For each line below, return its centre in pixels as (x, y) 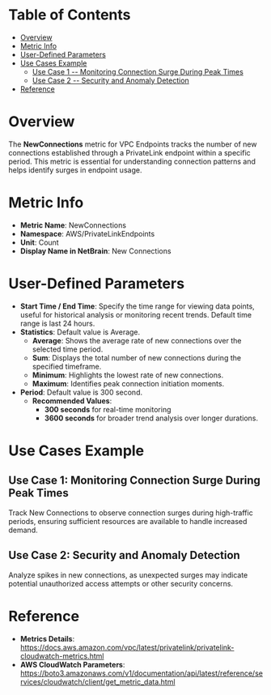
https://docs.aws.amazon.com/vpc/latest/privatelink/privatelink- (127, 647)
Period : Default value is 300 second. (81, 392)
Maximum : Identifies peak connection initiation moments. (128, 383)
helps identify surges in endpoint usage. (75, 170)
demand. (23, 530)
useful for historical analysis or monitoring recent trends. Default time (136, 314)
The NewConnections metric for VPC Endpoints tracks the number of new (133, 144)
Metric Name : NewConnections (73, 225)
